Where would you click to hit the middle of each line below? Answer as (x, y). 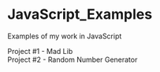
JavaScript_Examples (80, 14)
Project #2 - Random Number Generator (73, 59)
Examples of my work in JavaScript (65, 36)
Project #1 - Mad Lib (40, 51)
